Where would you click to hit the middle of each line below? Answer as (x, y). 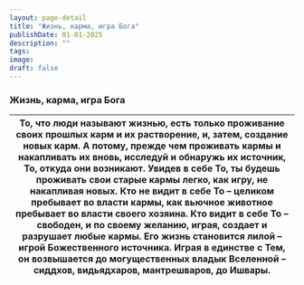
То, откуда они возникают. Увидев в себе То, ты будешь (152, 168)
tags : (19, 52)
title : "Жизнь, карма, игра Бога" (75, 26)
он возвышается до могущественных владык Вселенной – (152, 259)
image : (22, 60)
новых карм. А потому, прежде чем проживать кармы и (152, 146)
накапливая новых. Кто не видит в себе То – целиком (152, 191)
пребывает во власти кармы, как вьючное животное (152, 203)
